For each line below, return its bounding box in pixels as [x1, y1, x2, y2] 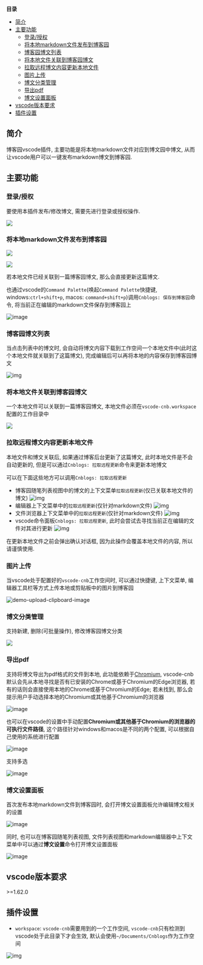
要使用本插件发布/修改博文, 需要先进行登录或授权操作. [6, 207, 141, 215]
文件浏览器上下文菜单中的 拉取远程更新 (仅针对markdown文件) [15, 509, 163, 516]
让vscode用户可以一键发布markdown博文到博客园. [6, 153, 132, 161]
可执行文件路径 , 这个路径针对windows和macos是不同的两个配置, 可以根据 [6, 725, 190, 732]
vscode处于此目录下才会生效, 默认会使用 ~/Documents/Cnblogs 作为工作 [15, 932, 190, 940]
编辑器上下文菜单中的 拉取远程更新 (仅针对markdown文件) [15, 502, 153, 509]
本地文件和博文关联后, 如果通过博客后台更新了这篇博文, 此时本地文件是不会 [6, 453, 193, 461]
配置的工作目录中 [6, 410, 49, 418]
